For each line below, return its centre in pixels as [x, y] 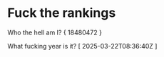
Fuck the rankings [62, 13]
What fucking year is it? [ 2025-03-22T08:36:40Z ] [82, 46]
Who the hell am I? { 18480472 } [55, 32]
